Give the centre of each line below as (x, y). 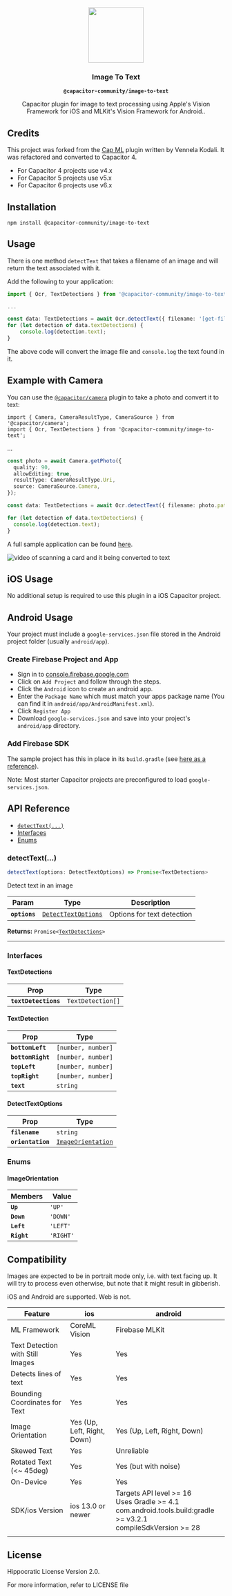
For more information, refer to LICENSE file (68, 1585)
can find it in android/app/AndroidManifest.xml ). (85, 704)
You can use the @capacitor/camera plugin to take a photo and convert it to (113, 397)
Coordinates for (36, 1402)
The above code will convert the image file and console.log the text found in (116, 351)
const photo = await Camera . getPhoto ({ (65, 461)
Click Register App (44, 711)
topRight (25, 1076)
